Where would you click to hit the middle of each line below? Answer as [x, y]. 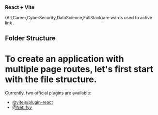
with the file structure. [51, 79]
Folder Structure [30, 38]
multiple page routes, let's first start [79, 69]
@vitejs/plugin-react [32, 102]
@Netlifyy [22, 107]
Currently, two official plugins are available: [48, 93]
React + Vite [20, 7]
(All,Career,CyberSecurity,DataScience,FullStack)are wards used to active [79, 18]
